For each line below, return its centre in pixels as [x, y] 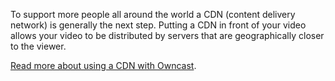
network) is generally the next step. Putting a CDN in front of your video [158, 25]
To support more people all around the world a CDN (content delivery [153, 14]
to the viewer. [38, 46]
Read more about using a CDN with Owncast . [103, 65]
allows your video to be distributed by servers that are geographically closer [167, 35]
